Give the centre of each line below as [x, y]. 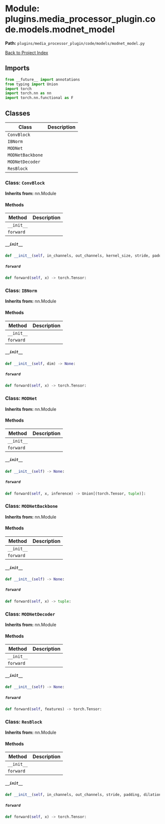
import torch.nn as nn [28, 93]
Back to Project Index [27, 53]
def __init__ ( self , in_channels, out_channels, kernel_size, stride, [78, 256]
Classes [18, 113]
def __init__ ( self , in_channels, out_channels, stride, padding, [73, 795]
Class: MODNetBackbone [31, 506]
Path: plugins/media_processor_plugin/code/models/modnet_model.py [75, 43]
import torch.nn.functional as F [39, 98]
